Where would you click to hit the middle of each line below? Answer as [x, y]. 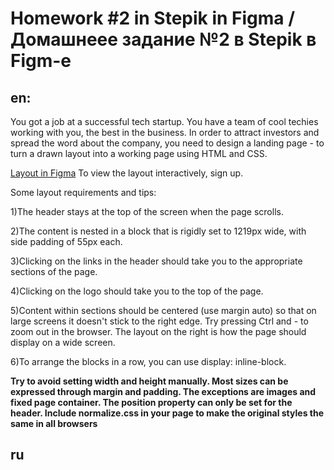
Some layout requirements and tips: [83, 192]
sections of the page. [54, 271]
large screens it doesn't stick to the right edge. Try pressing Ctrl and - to [159, 321]
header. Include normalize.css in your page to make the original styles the [167, 413]
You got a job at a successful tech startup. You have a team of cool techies [164, 121]
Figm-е [41, 61]
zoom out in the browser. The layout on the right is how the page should [158, 331]
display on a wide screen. [63, 342]
